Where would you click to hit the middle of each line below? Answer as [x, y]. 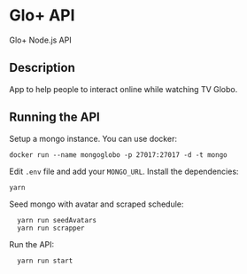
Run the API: [32, 244]
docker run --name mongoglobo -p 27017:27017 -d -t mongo [118, 155]
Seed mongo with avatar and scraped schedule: [96, 204]
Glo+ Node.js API [41, 40]
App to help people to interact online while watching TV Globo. [123, 89]
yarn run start [45, 261]
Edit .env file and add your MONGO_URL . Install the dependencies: [124, 171]
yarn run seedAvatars [57, 220]
